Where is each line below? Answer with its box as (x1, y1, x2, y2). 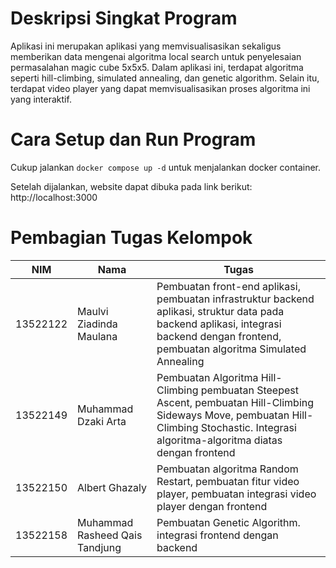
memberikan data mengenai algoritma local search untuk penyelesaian (10, 50, 302, 62)
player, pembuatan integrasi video (156, 487, 317, 501)
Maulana (77, 329, 118, 343)
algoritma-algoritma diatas (156, 433, 283, 447)
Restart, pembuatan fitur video (156, 474, 300, 488)
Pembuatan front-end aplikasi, (156, 279, 301, 293)
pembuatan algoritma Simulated (156, 342, 307, 356)
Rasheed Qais (77, 528, 143, 542)
